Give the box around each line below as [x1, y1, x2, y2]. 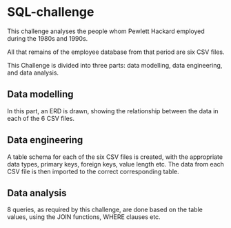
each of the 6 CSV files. [7, 114, 74, 122]
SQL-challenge [7, 4, 94, 20]
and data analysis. [7, 68, 59, 77]
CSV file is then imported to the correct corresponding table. [7, 167, 179, 175]
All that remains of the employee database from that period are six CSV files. [7, 48, 225, 56]
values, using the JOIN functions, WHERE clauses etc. [7, 213, 161, 221]
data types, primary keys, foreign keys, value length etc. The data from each [7, 160, 224, 168]
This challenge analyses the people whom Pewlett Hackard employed [7, 27, 205, 35]
